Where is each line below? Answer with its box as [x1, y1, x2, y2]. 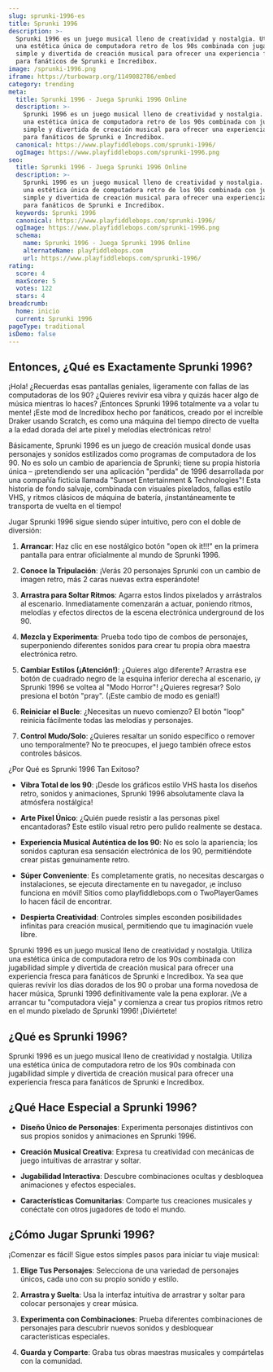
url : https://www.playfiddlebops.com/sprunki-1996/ [23, 254, 201, 262]
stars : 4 [15, 292, 45, 300]
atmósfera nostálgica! [19, 797, 93, 807]
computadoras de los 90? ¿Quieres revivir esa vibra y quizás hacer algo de [8, 390, 259, 400]
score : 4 [15, 270, 45, 278]
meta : [8, 87, 27, 96]
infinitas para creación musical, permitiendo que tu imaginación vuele [19, 921, 253, 931]
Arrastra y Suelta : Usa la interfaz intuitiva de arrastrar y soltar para [19, 1290, 245, 1300]
